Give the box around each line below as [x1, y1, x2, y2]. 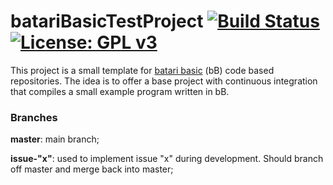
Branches [10, 110, 58, 124]
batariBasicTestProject [10, 10, 204, 33]
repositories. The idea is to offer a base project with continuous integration [10, 75, 318, 87]
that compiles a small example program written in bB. [10, 85, 230, 97]
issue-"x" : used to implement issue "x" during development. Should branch [10, 153, 324, 165]
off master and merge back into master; [10, 163, 174, 175]
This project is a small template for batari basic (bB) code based [10, 64, 275, 76]
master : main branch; [10, 133, 100, 145]
